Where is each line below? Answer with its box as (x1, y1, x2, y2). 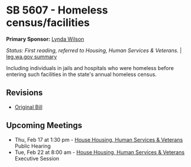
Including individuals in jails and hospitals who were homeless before (6, 64, 174, 71)
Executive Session (14, 155, 60, 162)
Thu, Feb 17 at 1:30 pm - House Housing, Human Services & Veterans (14, 136, 183, 143)
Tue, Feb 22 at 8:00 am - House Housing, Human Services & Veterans (14, 148, 185, 156)
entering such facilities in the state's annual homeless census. (6, 71, 157, 78)
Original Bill (14, 103, 43, 111)
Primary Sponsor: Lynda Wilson (6, 35, 84, 42)
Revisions (6, 88, 43, 98)
